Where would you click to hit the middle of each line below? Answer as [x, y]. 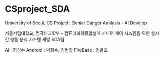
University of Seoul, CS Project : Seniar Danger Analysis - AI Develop [76, 23]
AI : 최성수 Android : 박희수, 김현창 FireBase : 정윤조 [57, 50]
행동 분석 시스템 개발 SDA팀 [37, 39]
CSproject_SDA [38, 9]
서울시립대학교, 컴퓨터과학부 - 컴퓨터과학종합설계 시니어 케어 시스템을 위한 [78, 33]
